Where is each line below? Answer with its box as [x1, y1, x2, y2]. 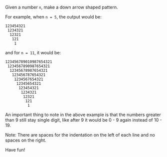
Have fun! [5, 147, 25, 153]
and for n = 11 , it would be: [5, 50, 61, 55]
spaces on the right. [5, 137, 46, 143]
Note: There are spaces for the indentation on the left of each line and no [5, 132, 156, 138]
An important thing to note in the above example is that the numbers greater [5, 112, 161, 118]
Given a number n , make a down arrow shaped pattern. [5, 4, 118, 10]
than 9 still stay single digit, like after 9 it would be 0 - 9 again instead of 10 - [5, 117, 162, 123]
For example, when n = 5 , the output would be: [5, 14, 102, 19]
